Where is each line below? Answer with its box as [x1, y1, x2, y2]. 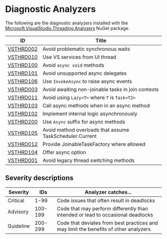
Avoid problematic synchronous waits [42, 45, 130, 52]
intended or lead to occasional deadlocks [57, 211, 153, 218]
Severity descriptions [5, 174, 74, 182]
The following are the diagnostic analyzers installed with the [5, 20, 128, 26]
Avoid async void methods [42, 61, 104, 68]
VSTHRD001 [7, 157, 38, 164]
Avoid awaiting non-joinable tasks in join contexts [42, 86, 159, 93]
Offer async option [42, 148, 86, 155]
